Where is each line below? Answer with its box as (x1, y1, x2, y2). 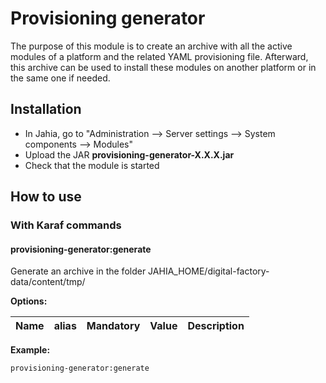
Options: (10, 295, 48, 307)
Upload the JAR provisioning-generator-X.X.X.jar (24, 148, 235, 161)
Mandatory (86, 319, 141, 333)
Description (187, 319, 245, 333)
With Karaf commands (10, 218, 122, 232)
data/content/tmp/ (10, 276, 86, 288)
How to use (10, 188, 82, 206)
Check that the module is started (24, 159, 160, 171)
